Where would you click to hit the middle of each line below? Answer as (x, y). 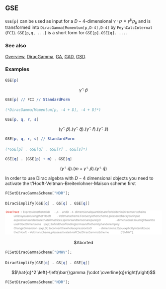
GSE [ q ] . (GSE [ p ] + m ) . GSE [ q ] (39, 159)
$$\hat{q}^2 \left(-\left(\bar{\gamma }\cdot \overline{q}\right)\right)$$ (83, 272)
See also (16, 46)
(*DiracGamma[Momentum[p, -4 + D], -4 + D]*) (53, 110)
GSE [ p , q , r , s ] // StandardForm (40, 139)
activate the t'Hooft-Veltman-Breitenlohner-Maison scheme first (70, 183)
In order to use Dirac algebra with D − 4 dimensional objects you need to (79, 178)
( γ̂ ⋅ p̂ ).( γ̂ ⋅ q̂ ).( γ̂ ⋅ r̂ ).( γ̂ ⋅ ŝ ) (83, 129)
